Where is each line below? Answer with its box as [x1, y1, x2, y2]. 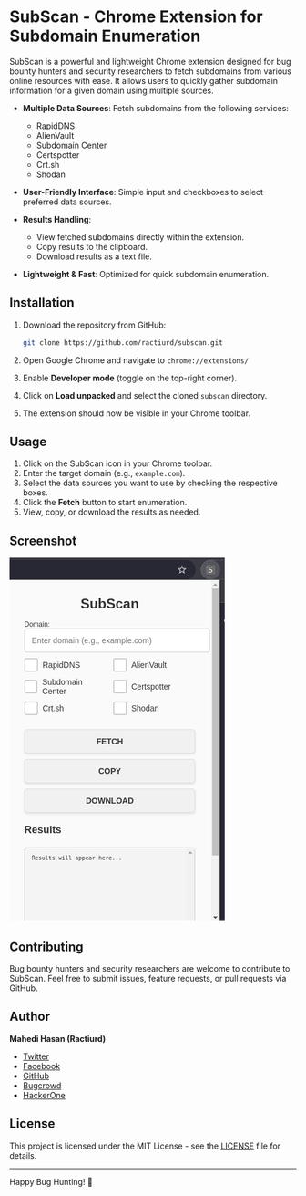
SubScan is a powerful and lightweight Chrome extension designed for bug [9, 56, 291, 67]
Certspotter [36, 149, 80, 161]
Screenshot [9, 533, 77, 548]
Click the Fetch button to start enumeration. [22, 497, 188, 508]
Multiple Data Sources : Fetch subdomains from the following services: [22, 102, 290, 113]
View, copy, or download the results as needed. [22, 506, 201, 517]
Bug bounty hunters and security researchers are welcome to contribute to [9, 963, 291, 974]
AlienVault [36, 130, 75, 140]
